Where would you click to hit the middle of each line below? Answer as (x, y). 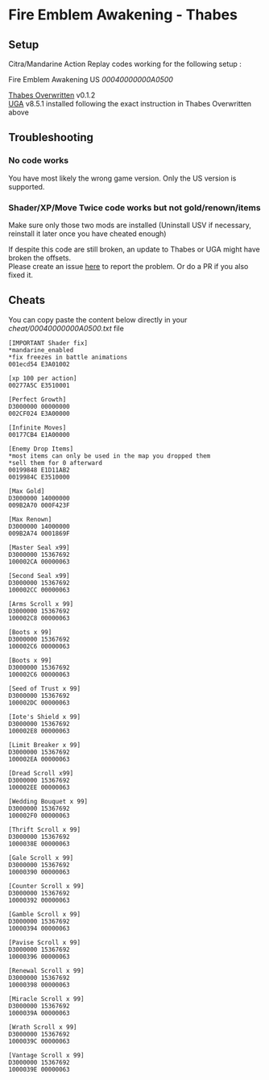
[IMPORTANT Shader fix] (48, 343)
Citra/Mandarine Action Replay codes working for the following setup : (125, 64)
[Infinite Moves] (37, 428)
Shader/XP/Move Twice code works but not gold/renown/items (134, 207)
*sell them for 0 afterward (56, 463)
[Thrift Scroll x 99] (45, 829)
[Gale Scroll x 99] (41, 858)
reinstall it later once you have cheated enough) (87, 233)
